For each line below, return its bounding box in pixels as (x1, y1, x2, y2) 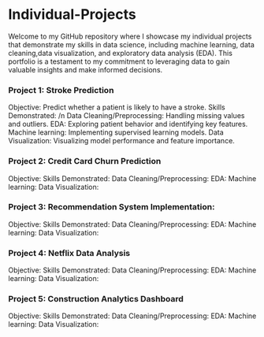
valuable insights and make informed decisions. (8, 65, 163, 74)
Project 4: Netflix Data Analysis (8, 247, 131, 258)
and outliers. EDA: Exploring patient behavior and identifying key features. (8, 120, 248, 129)
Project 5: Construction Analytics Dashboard (8, 294, 184, 305)
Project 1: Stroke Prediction (8, 84, 114, 95)
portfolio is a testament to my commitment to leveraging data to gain (8, 57, 230, 66)
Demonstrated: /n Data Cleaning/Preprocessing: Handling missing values (8, 111, 245, 120)
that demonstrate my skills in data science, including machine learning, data (8, 39, 255, 49)
